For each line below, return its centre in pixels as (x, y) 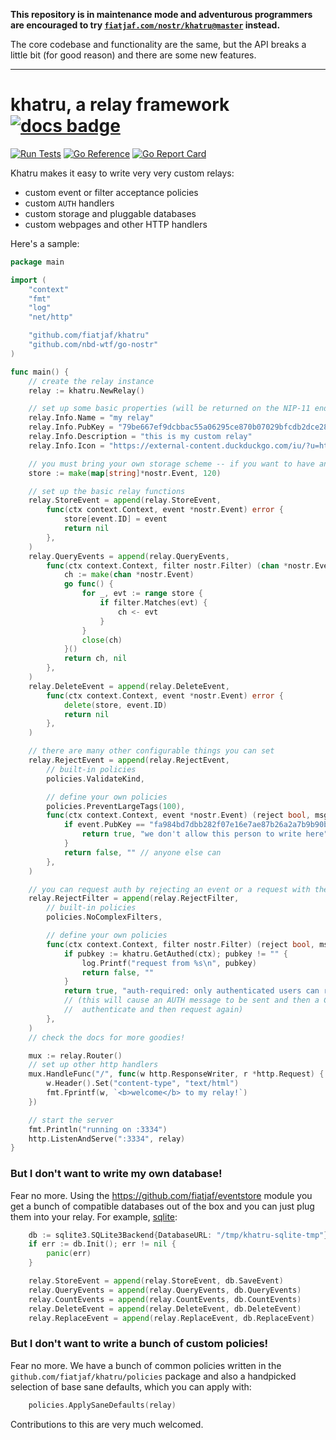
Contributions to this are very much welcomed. (107, 1424)
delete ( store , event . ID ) (115, 705)
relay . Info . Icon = (66, 445)
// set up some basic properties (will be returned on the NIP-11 (169, 409)
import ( (28, 280)
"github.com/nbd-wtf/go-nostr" (93, 345)
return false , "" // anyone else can (142, 852)
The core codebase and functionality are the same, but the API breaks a (158, 44)
